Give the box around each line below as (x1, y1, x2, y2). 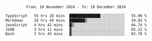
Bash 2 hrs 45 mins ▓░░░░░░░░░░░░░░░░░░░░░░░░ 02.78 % (5, 32, 147, 37)
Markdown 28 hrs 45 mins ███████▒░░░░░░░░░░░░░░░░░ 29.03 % (5, 18, 147, 23)
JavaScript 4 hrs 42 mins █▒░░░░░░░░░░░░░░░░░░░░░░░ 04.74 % (5, 22, 147, 27)
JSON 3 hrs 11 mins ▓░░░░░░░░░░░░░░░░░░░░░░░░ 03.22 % (5, 27, 147, 32)
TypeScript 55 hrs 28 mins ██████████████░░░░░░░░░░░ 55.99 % (5, 13, 147, 18)
